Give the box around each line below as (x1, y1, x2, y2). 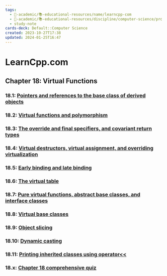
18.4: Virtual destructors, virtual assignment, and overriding (5, 145, 154, 152)
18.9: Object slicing (5, 224, 53, 231)
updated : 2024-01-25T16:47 (5, 35, 61, 40)
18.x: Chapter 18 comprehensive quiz (5, 264, 97, 271)
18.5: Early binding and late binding (5, 164, 92, 171)
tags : (5, 7, 16, 12)
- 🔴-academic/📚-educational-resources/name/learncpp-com (9, 12, 132, 17)
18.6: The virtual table (5, 177, 59, 184)
